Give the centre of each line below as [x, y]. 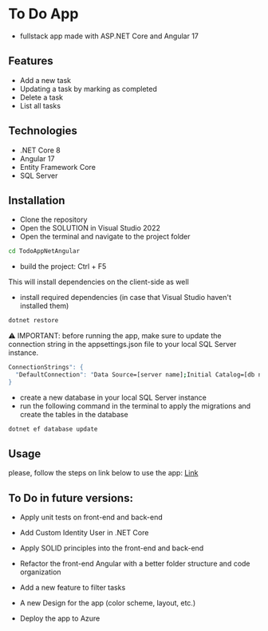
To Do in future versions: [71, 498]
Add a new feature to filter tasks [73, 588]
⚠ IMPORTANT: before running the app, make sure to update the [115, 336]
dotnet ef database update [53, 429]
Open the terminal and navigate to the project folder [105, 237]
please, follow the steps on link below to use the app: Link [103, 473]
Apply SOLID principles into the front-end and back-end [112, 548]
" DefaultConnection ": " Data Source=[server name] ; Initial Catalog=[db [135, 375]
